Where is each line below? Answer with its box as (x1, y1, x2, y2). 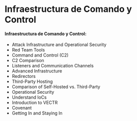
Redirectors (11, 73, 36, 79)
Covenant (11, 105, 32, 111)
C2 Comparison (11, 58, 44, 63)
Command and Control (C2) (11, 52, 69, 58)
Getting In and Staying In (11, 110, 63, 116)
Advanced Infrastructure (11, 68, 63, 74)
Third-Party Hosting (11, 78, 53, 85)
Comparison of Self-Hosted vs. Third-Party (11, 84, 100, 90)
